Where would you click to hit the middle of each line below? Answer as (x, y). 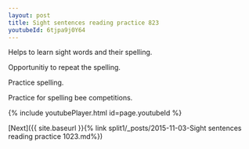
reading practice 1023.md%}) (56, 136)
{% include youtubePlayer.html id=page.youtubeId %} (95, 113)
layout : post (29, 15)
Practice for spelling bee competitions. (70, 98)
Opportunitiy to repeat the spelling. (65, 67)
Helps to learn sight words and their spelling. (80, 53)
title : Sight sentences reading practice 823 (83, 23)
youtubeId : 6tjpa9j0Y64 (47, 30)
